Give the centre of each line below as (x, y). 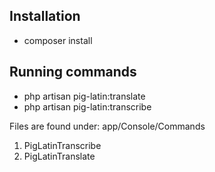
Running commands (73, 72)
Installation (45, 16)
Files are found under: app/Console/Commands (107, 126)
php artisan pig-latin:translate (84, 96)
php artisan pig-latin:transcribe (87, 106)
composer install (58, 40)
